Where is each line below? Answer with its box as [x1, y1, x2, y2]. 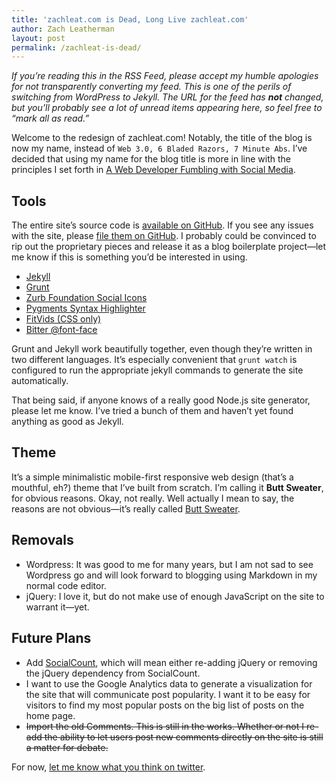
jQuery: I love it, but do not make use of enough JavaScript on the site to [25, 590, 325, 602]
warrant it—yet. [25, 601, 90, 613]
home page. [25, 709, 76, 721]
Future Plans [11, 630, 92, 647]
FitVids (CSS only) [25, 313, 102, 325]
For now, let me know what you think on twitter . [11, 761, 206, 773]
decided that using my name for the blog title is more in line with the [11, 153, 292, 165]
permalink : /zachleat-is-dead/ [11, 42, 142, 53]
